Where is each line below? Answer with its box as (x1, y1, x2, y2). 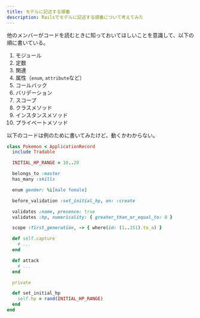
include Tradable (12, 149, 56, 155)
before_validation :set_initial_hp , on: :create (12, 198, 136, 204)
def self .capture (12, 236, 56, 242)
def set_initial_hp (12, 291, 61, 296)
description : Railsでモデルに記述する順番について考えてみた (7, 14, 144, 20)
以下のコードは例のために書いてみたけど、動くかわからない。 (7, 132, 158, 139)
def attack (12, 258, 39, 264)
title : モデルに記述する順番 (7, 8, 70, 15)
